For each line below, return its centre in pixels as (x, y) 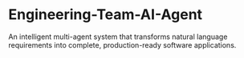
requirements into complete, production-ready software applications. (122, 44)
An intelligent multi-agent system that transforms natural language (118, 37)
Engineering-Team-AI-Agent (106, 15)
